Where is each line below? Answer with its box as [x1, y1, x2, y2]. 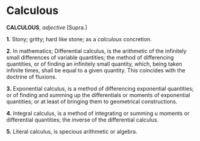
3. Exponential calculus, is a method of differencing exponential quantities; [6, 84, 194, 92]
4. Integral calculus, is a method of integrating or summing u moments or [6, 109, 190, 117]
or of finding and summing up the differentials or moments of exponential [6, 91, 190, 98]
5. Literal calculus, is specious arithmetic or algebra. [6, 128, 138, 135]
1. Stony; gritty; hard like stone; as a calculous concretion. [6, 35, 152, 43]
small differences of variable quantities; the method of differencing [6, 53, 174, 61]
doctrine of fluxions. [6, 73, 57, 80]
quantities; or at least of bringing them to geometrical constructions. [6, 98, 178, 105]
